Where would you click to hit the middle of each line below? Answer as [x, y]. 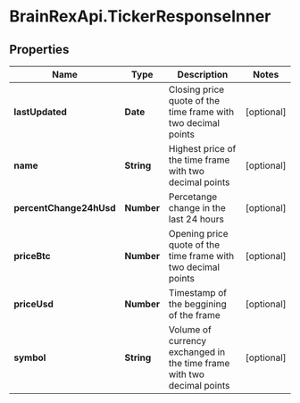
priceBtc [32, 256]
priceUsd [33, 304]
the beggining [198, 304]
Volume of [190, 330]
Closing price [196, 89]
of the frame [194, 315]
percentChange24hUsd [65, 208]
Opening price [199, 234]
